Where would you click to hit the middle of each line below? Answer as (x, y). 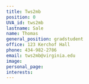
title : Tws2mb (24, 12)
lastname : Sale (25, 28)
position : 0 (21, 17)
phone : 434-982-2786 (32, 50)
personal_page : (25, 67)
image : (14, 61)
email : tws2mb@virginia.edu (41, 56)
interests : (20, 72)
